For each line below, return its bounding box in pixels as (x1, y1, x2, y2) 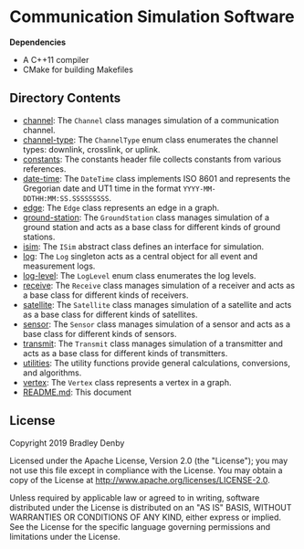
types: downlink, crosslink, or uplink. (22, 143, 161, 154)
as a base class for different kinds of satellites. (22, 309, 198, 320)
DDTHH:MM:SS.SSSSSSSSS (22, 194, 110, 203)
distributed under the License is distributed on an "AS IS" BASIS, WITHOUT (9, 501, 292, 512)
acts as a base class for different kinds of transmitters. (22, 347, 228, 358)
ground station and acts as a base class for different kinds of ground (22, 221, 281, 232)
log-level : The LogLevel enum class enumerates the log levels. (22, 269, 257, 280)
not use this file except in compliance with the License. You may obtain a (9, 464, 283, 476)
